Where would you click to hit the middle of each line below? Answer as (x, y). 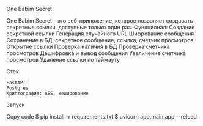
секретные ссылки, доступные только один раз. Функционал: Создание (101, 27)
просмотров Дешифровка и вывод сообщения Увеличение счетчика (96, 53)
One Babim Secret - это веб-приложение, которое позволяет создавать (100, 20)
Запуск (16, 105)
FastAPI (16, 83)
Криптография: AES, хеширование (47, 94)
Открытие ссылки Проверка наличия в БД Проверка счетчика (88, 46)
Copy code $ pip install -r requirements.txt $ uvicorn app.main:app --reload (102, 117)
